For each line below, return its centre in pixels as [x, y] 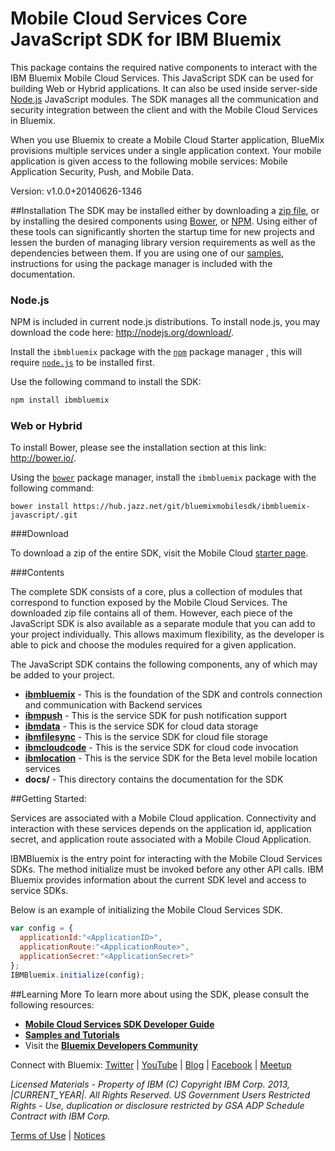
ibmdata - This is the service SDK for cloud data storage [141, 726]
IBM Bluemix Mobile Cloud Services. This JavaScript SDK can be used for [162, 78]
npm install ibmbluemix [60, 400]
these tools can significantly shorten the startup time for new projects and [162, 231]
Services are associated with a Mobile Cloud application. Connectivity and [163, 818]
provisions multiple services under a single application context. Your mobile [166, 150]
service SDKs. [39, 891]
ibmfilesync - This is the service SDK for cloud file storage [146, 737]
